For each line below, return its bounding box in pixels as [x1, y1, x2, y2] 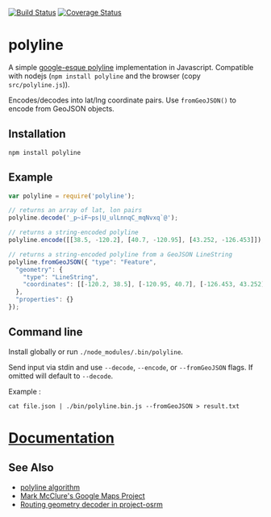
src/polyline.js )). [8, 79, 70, 89]
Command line [8, 325, 83, 339]
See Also [8, 461, 54, 475]
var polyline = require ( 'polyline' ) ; [8, 192, 135, 200]
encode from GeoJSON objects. [8, 103, 115, 113]
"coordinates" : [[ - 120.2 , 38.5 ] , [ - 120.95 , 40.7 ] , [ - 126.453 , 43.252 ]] [23, 281, 269, 289]
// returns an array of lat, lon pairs [8, 206, 143, 215]
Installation [8, 127, 66, 141]
